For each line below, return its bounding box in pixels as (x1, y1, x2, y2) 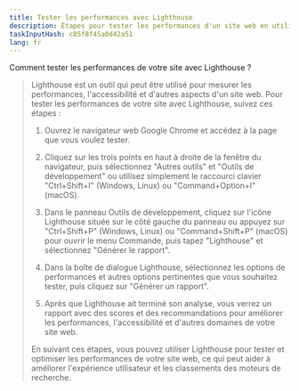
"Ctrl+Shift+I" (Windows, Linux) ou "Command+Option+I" (44, 180, 256, 191)
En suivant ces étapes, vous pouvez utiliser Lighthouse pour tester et (30, 344, 285, 354)
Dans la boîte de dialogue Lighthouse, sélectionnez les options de (44, 262, 286, 273)
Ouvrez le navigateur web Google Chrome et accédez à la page (44, 126, 278, 136)
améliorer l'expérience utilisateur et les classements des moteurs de (30, 362, 282, 374)
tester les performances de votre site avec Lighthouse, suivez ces (30, 99, 273, 110)
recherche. (30, 372, 71, 383)
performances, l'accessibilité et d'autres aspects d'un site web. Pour (30, 89, 283, 100)
